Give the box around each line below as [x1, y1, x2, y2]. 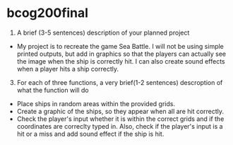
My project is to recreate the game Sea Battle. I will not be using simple [16, 42, 224, 50]
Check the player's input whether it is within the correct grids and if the [16, 115, 225, 123]
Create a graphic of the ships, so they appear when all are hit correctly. [16, 107, 224, 115]
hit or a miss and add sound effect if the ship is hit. [16, 129, 165, 138]
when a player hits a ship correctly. [16, 64, 119, 73]
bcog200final [6, 5, 89, 21]
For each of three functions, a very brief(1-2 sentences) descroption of [16, 78, 223, 86]
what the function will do [16, 86, 89, 94]
